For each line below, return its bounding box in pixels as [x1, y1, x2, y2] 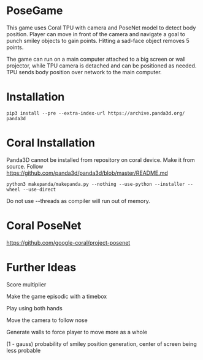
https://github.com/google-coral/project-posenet [6, 239, 131, 246]
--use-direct [22, 186, 56, 193]
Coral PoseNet [6, 219, 82, 232]
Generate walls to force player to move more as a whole [6, 328, 148, 335]
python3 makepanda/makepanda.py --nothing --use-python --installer [6, 181, 185, 187]
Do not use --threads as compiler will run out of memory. [6, 197, 150, 204]
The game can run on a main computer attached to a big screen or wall [6, 55, 186, 63]
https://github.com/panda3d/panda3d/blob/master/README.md [6, 169, 169, 177]
